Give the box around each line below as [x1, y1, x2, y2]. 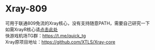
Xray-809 [5, 3, 47, 14]
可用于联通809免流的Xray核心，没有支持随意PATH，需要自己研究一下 [5, 20, 150, 26]
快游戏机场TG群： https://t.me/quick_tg [5, 32, 86, 38]
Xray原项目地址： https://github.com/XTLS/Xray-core [5, 38, 115, 45]
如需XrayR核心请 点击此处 [5, 26, 58, 32]
